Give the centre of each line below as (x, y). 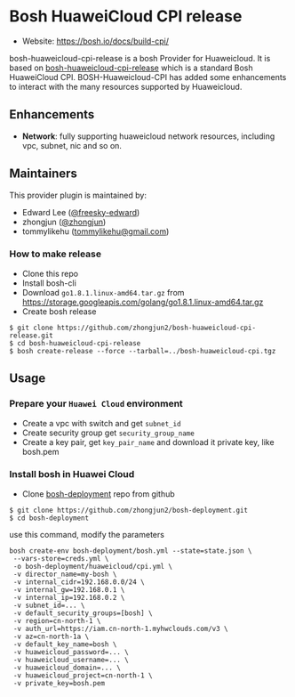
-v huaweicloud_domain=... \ (67, 668)
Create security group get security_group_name (108, 433)
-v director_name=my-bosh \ (65, 574)
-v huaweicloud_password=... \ (71, 652)
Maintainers (44, 174)
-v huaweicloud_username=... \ (71, 660)
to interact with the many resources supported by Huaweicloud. (126, 86)
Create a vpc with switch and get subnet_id (101, 423)
